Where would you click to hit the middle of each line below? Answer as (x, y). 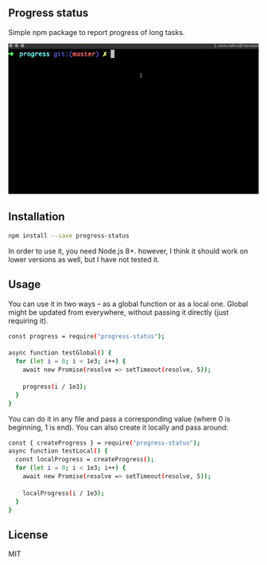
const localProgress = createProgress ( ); (85, 460)
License (28, 534)
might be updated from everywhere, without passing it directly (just (118, 312)
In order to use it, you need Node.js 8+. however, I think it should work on (128, 251)
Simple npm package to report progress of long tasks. (97, 32)
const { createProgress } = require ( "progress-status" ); (104, 443)
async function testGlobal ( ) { (60, 353)
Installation (37, 216)
